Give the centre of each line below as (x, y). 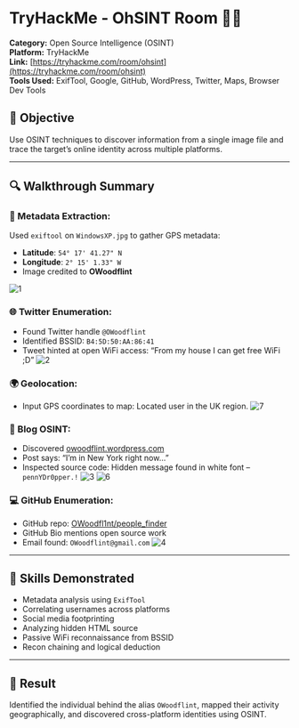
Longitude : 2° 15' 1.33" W (72, 263)
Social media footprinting (68, 619)
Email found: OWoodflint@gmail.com (86, 542)
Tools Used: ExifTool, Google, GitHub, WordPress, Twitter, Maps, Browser (145, 80)
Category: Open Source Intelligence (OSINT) (92, 43)
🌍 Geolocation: (44, 384)
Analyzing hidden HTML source (80, 628)
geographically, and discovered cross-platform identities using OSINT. (138, 715)
